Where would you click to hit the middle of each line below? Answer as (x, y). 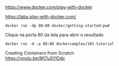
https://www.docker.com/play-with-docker (49, 7)
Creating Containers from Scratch (40, 53)
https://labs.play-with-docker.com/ (41, 16)
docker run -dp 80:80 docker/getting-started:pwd (58, 26)
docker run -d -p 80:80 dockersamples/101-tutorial (59, 44)
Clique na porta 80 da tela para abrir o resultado (54, 35)
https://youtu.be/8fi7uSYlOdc (35, 58)
